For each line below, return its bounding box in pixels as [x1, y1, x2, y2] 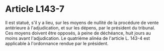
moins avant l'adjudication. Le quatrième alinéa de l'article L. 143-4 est [5, 35, 150, 41]
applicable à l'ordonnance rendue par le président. [5, 40, 109, 46]
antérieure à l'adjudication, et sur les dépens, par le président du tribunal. [5, 25, 156, 30]
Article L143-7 [5, 3, 65, 15]
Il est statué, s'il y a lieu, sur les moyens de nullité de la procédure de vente [5, 20, 159, 25]
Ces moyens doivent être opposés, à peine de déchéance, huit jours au [5, 30, 151, 36]
